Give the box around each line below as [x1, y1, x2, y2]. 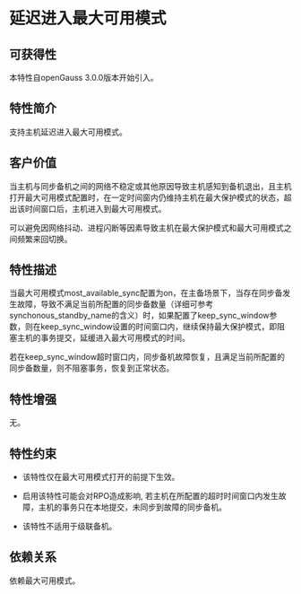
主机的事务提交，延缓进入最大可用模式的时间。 [16, 333, 190, 344]
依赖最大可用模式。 [9, 575, 81, 586]
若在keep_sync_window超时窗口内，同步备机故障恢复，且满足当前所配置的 [9, 352, 285, 363]
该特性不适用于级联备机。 [21, 521, 117, 532]
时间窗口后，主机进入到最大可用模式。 [24, 203, 167, 214]
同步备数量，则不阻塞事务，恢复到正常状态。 [9, 363, 175, 373]
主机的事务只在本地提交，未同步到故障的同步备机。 [38, 502, 227, 512]
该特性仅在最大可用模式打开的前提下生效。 [21, 472, 180, 483]
